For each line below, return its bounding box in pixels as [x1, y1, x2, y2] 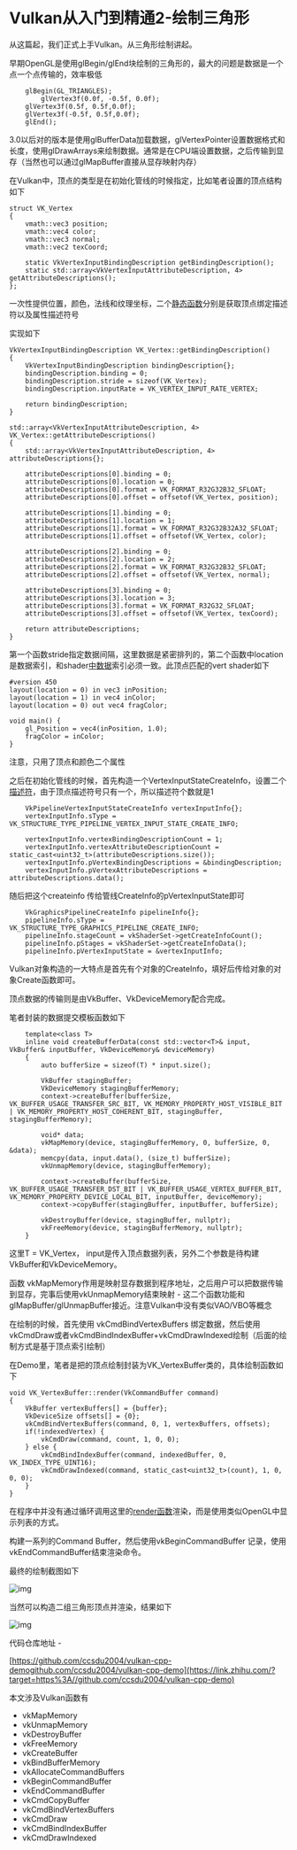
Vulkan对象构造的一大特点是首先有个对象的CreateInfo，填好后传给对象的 [9, 963, 274, 974]
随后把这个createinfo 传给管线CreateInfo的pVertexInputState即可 [9, 890, 245, 901]
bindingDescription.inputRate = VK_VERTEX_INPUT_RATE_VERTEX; [25, 384, 259, 393]
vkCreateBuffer [21, 1747, 78, 1758]
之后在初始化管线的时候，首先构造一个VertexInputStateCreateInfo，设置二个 [9, 775, 287, 786]
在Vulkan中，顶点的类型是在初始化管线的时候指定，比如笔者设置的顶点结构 [9, 174, 283, 186]
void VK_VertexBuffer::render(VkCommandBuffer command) [9, 1388, 219, 1397]
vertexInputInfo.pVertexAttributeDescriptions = [25, 865, 208, 875]
